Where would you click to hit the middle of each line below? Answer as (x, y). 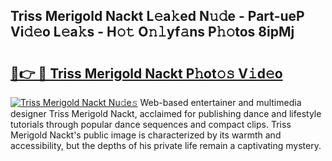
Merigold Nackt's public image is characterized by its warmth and (146, 135)
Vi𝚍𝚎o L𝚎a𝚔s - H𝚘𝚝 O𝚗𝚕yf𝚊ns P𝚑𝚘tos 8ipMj (152, 32)
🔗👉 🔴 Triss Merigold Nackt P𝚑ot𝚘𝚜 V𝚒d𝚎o (146, 73)
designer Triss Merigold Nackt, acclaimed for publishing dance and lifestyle (166, 113)
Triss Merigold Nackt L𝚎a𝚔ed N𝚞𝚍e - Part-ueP (157, 16)
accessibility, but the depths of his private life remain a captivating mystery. (166, 145)
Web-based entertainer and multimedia (220, 102)
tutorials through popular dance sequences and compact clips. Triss (151, 124)
